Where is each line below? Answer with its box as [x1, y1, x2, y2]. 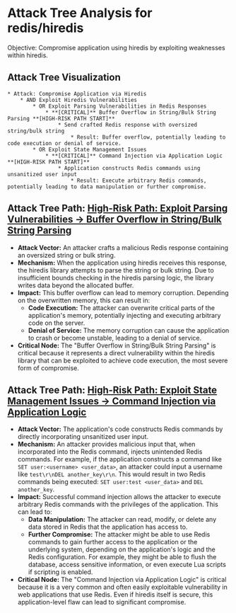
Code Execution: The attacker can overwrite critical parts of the [28, 303, 216, 312]
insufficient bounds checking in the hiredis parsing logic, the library [17, 273, 214, 282]
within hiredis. [7, 51, 48, 59]
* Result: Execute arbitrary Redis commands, [70, 177, 207, 184]
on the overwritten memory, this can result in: [17, 296, 151, 304]
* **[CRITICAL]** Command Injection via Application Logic [45, 152, 223, 159]
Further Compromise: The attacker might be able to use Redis [28, 530, 211, 539]
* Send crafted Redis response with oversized [57, 121, 198, 128]
